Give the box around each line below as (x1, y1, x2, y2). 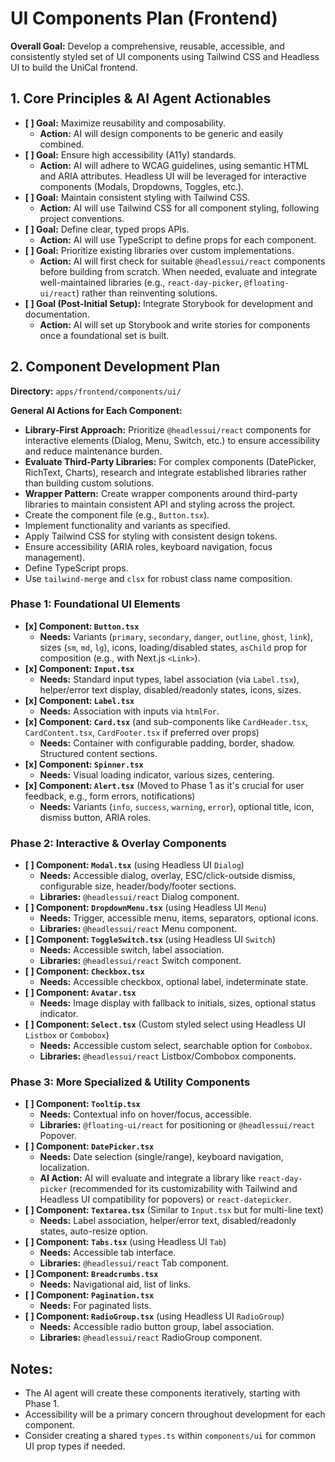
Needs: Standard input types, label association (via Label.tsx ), (39, 673, 300, 685)
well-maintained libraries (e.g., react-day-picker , (39, 276, 242, 288)
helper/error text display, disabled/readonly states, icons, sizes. (39, 683, 302, 696)
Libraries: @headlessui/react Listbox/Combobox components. (39, 1050, 297, 1062)
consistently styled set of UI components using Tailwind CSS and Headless (10, 50, 320, 62)
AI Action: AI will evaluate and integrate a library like (39, 1172, 257, 1184)
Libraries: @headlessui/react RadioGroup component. (39, 1332, 263, 1344)
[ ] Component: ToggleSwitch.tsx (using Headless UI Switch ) (24, 933, 277, 946)
